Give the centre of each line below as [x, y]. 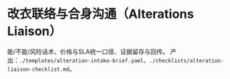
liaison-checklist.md [38, 69]
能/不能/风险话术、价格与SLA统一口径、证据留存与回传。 [88, 52]
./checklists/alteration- [187, 60]
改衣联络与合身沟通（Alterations [100, 14]
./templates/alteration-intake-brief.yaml [82, 60]
